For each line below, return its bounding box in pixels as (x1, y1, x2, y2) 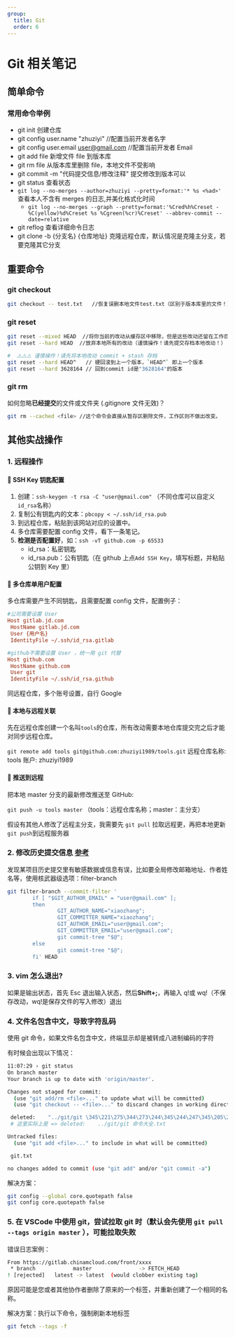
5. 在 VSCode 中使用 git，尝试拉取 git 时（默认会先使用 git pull (7, 1217, 224, 1227)
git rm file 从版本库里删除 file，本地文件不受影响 (17, 161, 156, 169)
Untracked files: (7, 1134, 58, 1141)
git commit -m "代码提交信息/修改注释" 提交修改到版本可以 (17, 170, 186, 178)
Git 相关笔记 (7, 55, 77, 72)
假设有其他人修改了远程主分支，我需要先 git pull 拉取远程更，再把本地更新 (7, 820, 226, 828)
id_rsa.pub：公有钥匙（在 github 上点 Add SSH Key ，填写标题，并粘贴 (27, 553, 225, 562)
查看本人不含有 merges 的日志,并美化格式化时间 (17, 194, 155, 203)
